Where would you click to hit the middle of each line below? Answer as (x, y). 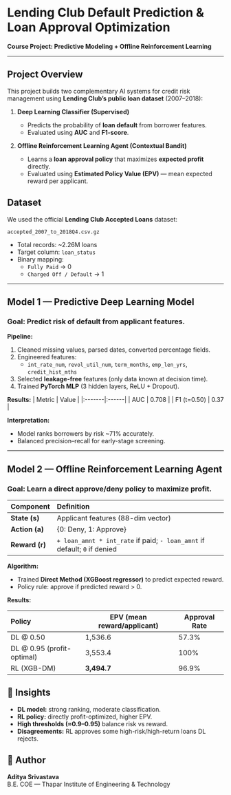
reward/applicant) (129, 626)
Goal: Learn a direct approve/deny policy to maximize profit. (109, 489)
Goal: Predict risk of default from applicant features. (96, 321)
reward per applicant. (58, 181)
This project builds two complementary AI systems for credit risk (99, 91)
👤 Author (26, 760)
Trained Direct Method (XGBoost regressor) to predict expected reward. (120, 579)
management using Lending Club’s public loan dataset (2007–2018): (105, 98)
